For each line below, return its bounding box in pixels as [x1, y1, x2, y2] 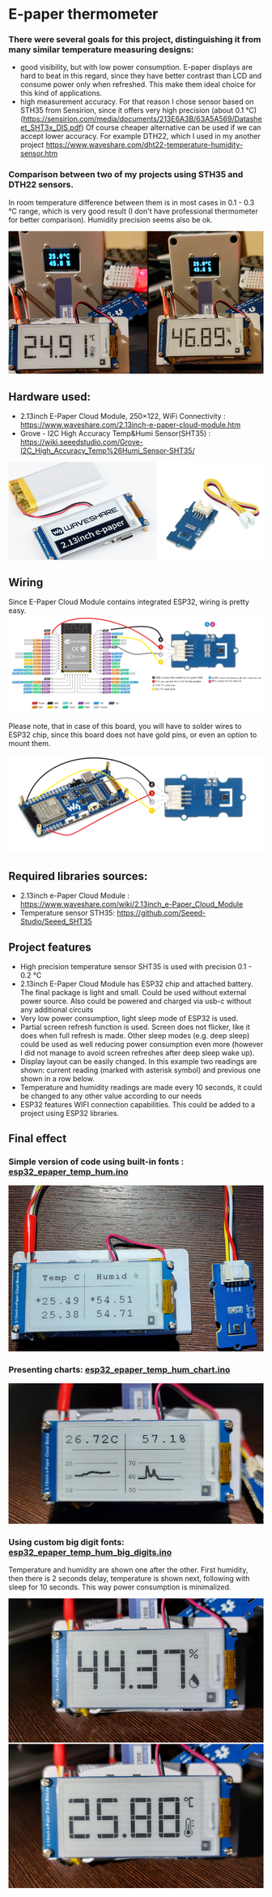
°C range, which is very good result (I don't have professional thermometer [8, 206, 259, 216]
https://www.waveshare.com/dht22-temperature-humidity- [45, 140, 244, 150]
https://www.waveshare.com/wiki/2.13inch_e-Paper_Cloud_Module [19, 899, 244, 909]
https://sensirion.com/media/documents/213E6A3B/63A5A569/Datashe [23, 114, 262, 124]
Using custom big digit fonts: [8, 1536, 125, 1547]
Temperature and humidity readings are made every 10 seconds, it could [19, 1082, 262, 1092]
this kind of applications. [19, 88, 103, 98]
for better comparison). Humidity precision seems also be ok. [8, 214, 213, 224]
